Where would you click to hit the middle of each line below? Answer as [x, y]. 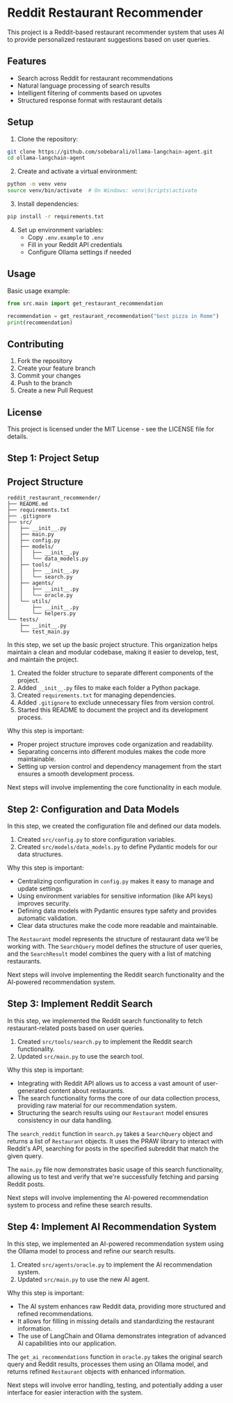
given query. [25, 1155]
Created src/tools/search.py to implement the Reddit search [105, 1041]
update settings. [41, 889]
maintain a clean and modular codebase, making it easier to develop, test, [113, 652]
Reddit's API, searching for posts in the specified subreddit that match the [113, 1148]
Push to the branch [45, 383]
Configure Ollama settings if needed [80, 252]
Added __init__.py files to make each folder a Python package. [109, 688]
